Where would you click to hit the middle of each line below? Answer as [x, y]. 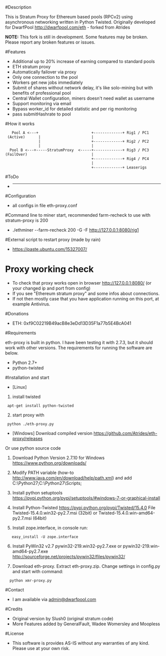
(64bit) [40, 518]
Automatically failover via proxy [44, 72]
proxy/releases [27, 438]
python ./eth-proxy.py [31, 424]
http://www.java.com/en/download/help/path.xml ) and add [72, 477]
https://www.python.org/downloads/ [49, 463]
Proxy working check [49, 269]
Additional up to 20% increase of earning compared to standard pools [83, 61]
